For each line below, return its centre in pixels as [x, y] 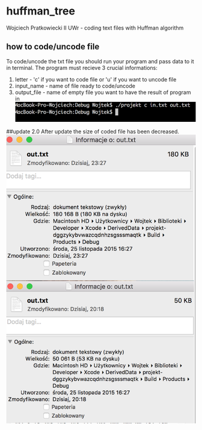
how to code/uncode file [53, 47]
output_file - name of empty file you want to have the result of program [103, 92]
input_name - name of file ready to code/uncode [75, 86]
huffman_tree [41, 11]
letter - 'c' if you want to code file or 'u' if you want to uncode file [96, 79]
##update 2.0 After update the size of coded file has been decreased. [93, 131]
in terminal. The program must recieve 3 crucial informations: [82, 68]
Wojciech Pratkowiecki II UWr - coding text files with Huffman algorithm [95, 28]
